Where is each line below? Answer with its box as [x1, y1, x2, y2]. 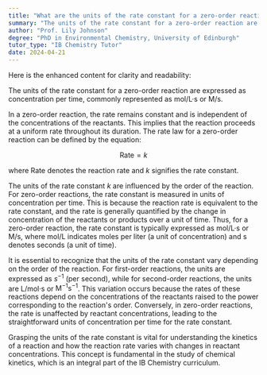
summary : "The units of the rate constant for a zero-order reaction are [8, 19, 258, 27]
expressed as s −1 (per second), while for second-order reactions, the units [8, 273, 253, 283]
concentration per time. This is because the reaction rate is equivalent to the [8, 198, 258, 207]
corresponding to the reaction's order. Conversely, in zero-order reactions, [8, 300, 253, 310]
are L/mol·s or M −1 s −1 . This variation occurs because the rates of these [8, 282, 241, 293]
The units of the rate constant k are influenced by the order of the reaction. [8, 181, 254, 191]
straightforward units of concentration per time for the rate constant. [8, 317, 233, 327]
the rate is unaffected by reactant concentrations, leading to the [8, 309, 217, 319]
